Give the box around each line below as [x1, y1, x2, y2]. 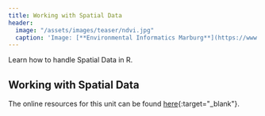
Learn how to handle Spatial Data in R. [8, 55, 133, 65]
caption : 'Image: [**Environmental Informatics [15, 33, 176, 42]
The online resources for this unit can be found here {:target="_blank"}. [8, 99, 240, 109]
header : [8, 19, 34, 27]
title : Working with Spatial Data [8, 11, 123, 20]
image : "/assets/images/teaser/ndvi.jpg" [15, 26, 155, 34]
